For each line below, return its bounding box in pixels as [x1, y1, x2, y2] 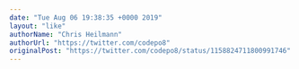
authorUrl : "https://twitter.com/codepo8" [9, 38, 171, 47]
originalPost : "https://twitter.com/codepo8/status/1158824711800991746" [9, 47, 292, 56]
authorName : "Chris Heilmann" [9, 30, 123, 39]
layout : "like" [9, 22, 66, 30]
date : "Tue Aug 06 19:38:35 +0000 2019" [9, 13, 163, 22]
